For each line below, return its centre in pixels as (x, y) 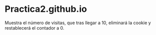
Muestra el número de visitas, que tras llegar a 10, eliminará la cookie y (78, 23)
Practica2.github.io (46, 9)
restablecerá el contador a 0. (35, 28)
